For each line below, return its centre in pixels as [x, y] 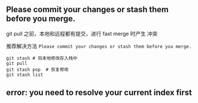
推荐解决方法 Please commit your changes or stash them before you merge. [99, 46]
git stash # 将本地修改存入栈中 [42, 58]
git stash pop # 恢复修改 [37, 70]
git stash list [25, 75]
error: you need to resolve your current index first [99, 93]
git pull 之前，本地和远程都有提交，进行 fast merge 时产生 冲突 [82, 33]
